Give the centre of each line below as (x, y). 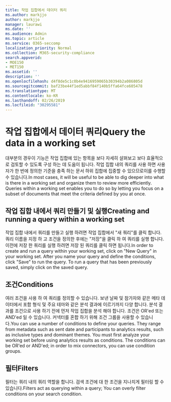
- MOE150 (15, 62)
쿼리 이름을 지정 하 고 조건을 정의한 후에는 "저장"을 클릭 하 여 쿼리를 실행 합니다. (85, 239)
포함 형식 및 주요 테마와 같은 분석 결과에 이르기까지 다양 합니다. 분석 (90, 304)
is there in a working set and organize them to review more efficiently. (79, 183)
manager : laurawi (24, 24)
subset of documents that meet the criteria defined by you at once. (76, 194)
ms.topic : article (25, 39)
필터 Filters (22, 368)
